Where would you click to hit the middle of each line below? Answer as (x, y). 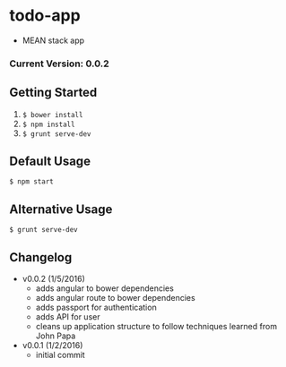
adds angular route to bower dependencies (115, 298)
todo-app (45, 16)
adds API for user (68, 317)
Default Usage (50, 162)
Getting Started (53, 93)
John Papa (56, 336)
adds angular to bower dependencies (105, 288)
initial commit (60, 355)
